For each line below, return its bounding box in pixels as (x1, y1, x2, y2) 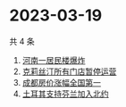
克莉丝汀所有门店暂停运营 (21, 66, 117, 77)
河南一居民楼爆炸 (21, 54, 86, 65)
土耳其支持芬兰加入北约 (21, 88, 109, 99)
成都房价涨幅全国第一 (21, 77, 101, 87)
